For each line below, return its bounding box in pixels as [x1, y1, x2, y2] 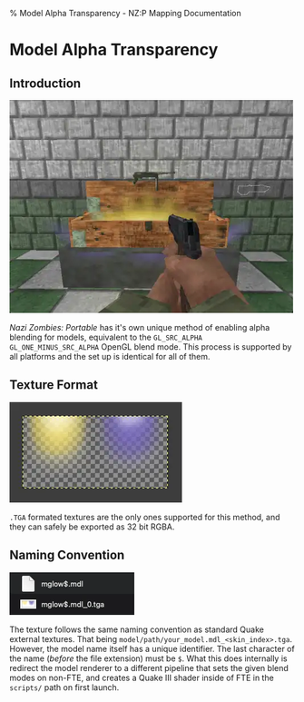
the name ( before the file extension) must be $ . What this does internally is [9, 653, 288, 664]
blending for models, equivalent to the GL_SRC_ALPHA [9, 331, 202, 342]
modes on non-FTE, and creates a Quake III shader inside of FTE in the [9, 672, 274, 683]
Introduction [9, 75, 82, 91]
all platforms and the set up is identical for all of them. [9, 351, 211, 361]
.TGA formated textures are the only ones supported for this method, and [9, 511, 280, 522]
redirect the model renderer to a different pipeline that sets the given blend [9, 662, 289, 673]
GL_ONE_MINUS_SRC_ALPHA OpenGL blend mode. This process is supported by [9, 341, 292, 352]
